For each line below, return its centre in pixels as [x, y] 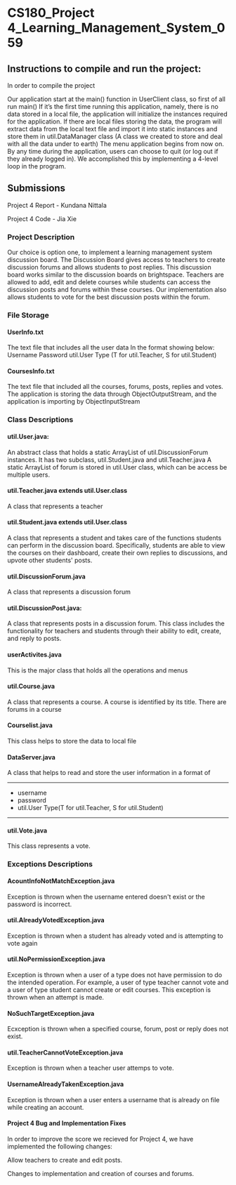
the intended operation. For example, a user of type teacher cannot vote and [118, 982]
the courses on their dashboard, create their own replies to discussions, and [118, 552]
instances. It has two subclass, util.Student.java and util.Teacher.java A [110, 459]
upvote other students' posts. [50, 560]
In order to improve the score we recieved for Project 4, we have [100, 1139]
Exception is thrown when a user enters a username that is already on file [113, 1099]
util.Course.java [31, 687]
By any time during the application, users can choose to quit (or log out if [113, 151]
